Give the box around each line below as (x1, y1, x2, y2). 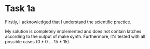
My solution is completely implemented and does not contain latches (5, 28, 142, 34)
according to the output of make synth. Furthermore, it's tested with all (5, 33, 146, 39)
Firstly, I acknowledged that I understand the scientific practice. (5, 19, 132, 25)
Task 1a (5, 3, 35, 14)
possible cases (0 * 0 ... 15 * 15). (5, 38, 70, 44)
